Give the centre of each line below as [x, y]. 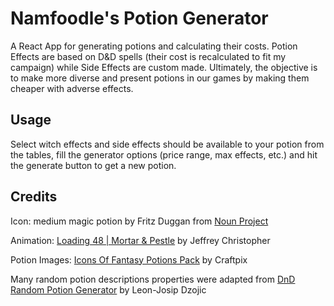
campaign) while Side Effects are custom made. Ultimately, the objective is [164, 67]
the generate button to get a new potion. [93, 165]
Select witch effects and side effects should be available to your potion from [167, 144]
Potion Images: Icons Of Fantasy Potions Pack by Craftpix [129, 259]
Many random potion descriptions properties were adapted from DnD [153, 279]
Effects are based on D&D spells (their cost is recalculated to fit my [148, 56]
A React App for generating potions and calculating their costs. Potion [154, 46]
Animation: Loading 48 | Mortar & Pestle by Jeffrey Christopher [140, 240]
